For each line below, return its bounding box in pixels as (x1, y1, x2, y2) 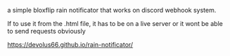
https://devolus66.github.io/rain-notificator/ (7, 41, 134, 48)
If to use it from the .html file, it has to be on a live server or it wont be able (7, 20, 223, 27)
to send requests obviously (7, 27, 86, 35)
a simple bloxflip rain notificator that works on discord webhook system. (7, 6, 217, 14)
